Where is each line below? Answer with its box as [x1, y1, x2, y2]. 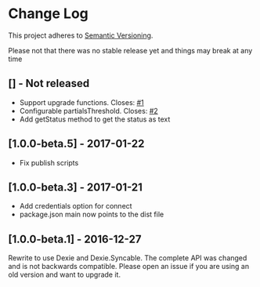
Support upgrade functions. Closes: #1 [19, 97, 145, 107]
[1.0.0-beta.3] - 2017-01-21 [8, 180, 143, 194]
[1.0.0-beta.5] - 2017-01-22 [8, 137, 145, 151]
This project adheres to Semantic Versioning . [8, 31, 153, 40]
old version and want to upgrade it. [8, 270, 121, 279]
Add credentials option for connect [19, 202, 132, 211]
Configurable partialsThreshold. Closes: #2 [19, 106, 158, 115]
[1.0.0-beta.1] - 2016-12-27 [8, 232, 142, 245]
